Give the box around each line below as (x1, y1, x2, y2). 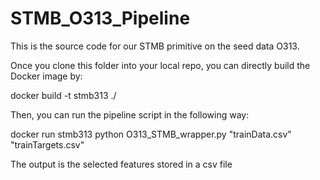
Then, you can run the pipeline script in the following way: (10, 108, 250, 121)
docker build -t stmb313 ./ (10, 89, 117, 101)
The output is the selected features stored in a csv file (10, 158, 233, 170)
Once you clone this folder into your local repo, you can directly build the (10, 59, 311, 71)
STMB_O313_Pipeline (10, 7, 191, 30)
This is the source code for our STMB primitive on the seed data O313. (10, 40, 300, 52)
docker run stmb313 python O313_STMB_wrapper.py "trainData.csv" (10, 128, 292, 140)
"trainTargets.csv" (10, 138, 85, 151)
